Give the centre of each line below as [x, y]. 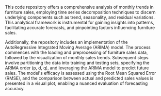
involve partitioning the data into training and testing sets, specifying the [77, 63]
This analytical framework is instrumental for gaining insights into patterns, [80, 22]
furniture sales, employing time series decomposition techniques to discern [80, 12]
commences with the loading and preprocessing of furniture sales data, [76, 52]
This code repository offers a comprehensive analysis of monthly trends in [79, 7]
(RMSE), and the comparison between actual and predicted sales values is [79, 78]
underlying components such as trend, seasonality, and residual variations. [80, 17]
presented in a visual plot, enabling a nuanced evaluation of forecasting [76, 83]
